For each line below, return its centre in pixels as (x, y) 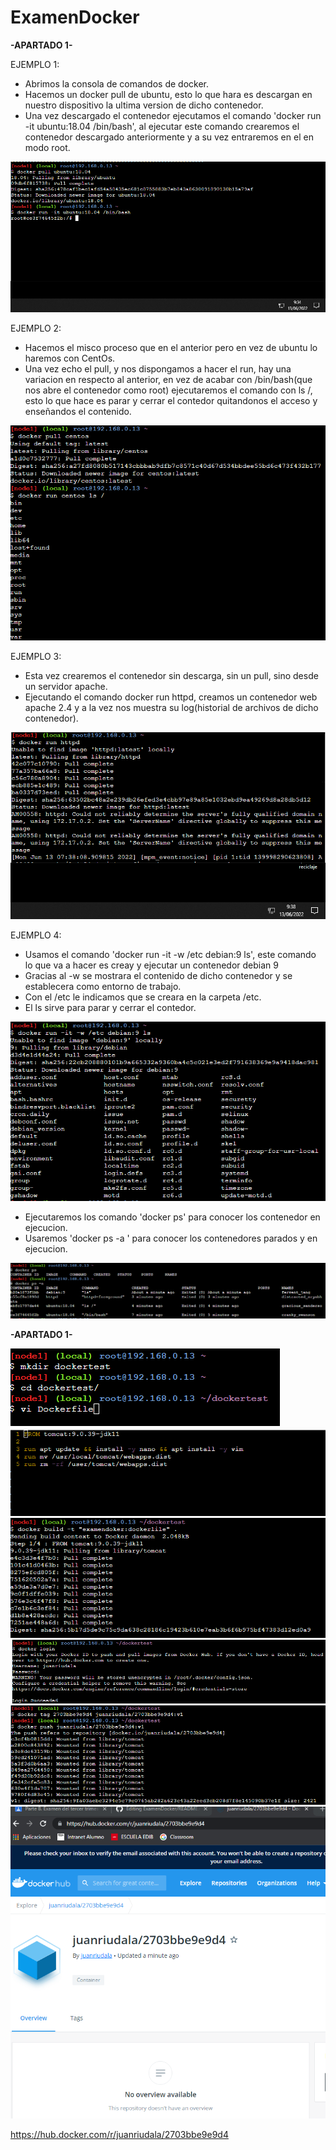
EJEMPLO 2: (36, 328)
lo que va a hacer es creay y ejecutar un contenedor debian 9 (151, 965)
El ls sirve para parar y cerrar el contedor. (110, 1007)
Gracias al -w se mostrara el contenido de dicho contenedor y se (158, 975)
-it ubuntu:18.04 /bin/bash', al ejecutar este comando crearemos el (162, 126)
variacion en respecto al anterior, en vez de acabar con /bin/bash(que (168, 380)
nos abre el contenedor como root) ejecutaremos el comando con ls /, (168, 390)
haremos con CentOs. (70, 358)
